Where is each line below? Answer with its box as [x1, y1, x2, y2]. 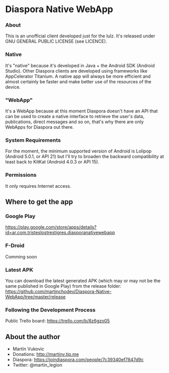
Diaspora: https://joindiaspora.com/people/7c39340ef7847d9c [12, 357, 144, 363]
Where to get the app [5, 198, 73, 206]
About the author [5, 332, 61, 341]
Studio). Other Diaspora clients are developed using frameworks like [5, 68, 148, 74]
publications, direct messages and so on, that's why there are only [5, 119, 144, 125]
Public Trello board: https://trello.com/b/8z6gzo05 [5, 318, 110, 324]
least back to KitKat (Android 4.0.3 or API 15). [5, 159, 100, 165]
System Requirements [5, 137, 61, 143]
